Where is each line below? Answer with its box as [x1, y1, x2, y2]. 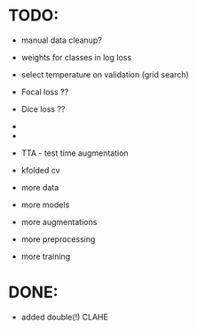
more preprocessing [20, 233, 96, 245]
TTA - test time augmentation [20, 148, 130, 158]
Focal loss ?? [20, 86, 69, 97]
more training [20, 251, 71, 262]
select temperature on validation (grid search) [20, 68, 190, 80]
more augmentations [20, 216, 98, 227]
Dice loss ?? [20, 103, 66, 114]
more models [20, 199, 70, 210]
